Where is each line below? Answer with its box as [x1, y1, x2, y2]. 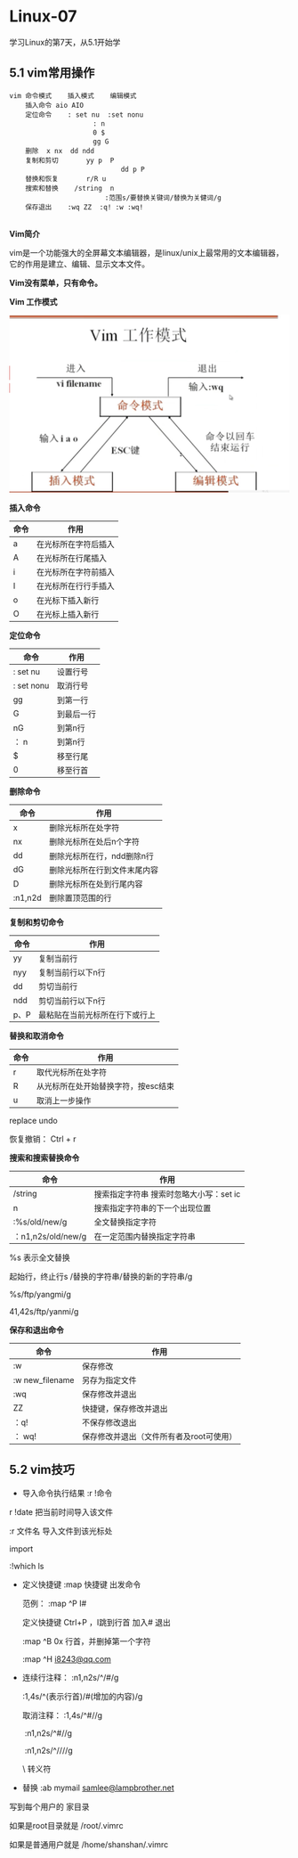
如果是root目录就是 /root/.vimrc [9, 1820, 124, 1830]
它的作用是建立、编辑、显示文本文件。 [9, 258, 149, 269]
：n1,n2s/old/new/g [12, 1231, 87, 1241]
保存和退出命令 [9, 1325, 64, 1336]
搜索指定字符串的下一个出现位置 [93, 1203, 212, 1214]
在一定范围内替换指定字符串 [93, 1231, 196, 1241]
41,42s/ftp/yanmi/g [9, 1306, 79, 1317]
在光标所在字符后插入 [36, 538, 115, 549]
